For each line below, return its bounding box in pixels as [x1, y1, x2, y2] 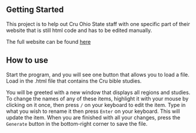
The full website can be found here [6, 38, 91, 45]
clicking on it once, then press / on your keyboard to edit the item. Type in [6, 101, 186, 108]
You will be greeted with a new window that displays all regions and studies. [6, 89, 191, 96]
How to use [6, 56, 48, 66]
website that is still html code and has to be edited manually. [6, 27, 152, 34]
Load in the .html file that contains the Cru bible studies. [6, 77, 142, 85]
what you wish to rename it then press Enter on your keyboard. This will [6, 108, 181, 115]
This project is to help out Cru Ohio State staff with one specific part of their [6, 20, 190, 27]
